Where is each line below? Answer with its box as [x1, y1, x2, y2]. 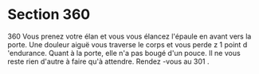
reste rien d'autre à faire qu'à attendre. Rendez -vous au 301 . [7, 57, 210, 66]
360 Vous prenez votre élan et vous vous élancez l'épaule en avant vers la [7, 31, 252, 41]
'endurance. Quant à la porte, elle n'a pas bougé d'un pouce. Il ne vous [7, 48, 241, 57]
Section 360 [7, 6, 91, 24]
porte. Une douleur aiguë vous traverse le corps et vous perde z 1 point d [7, 39, 248, 49]
